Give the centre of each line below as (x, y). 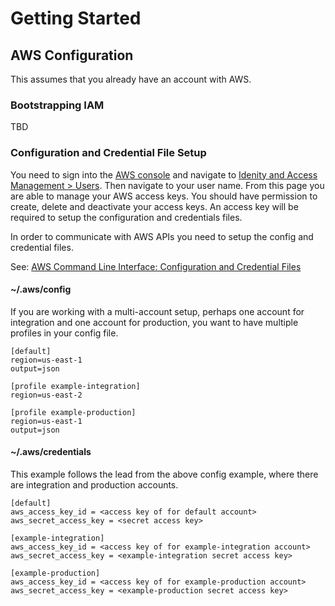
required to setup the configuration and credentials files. (126, 217)
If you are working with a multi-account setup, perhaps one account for (157, 311)
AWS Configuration (72, 55)
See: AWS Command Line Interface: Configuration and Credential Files (156, 266)
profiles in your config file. (64, 333)
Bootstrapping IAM (57, 105)
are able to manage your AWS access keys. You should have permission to (164, 196)
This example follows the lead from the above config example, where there (164, 474)
